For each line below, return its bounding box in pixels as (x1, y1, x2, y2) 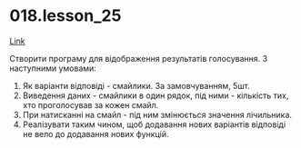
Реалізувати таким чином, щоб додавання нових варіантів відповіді (22, 119, 286, 130)
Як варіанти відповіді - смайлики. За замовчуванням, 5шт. (22, 80, 250, 91)
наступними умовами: (9, 63, 97, 74)
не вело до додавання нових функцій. (22, 128, 169, 139)
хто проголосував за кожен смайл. (22, 99, 159, 110)
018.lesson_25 (9, 5, 122, 26)
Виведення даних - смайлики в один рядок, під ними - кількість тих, (22, 90, 289, 101)
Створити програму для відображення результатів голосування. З (9, 53, 268, 64)
